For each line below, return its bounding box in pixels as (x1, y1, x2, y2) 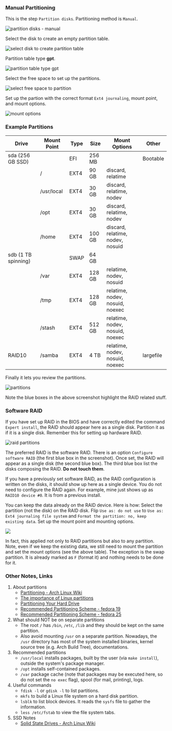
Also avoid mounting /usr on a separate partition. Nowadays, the (20, 633, 157, 639)
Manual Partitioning (5, 4, 55, 11)
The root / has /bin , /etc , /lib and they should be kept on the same (20, 622, 164, 628)
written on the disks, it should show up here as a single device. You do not (5, 481, 162, 487)
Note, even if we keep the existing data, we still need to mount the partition (5, 543, 163, 550)
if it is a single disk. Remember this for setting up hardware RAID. (5, 430, 142, 436)
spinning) (8, 257, 31, 265)
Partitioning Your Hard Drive (20, 600, 80, 606)
